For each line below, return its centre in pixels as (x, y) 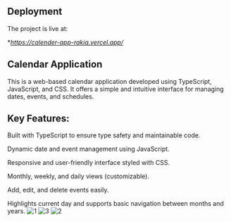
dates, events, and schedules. (51, 96)
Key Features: (38, 119)
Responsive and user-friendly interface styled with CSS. (89, 163)
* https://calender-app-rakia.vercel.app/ (65, 42)
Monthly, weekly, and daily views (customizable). (79, 176)
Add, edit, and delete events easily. (58, 190)
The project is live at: (38, 28)
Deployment (35, 12)
